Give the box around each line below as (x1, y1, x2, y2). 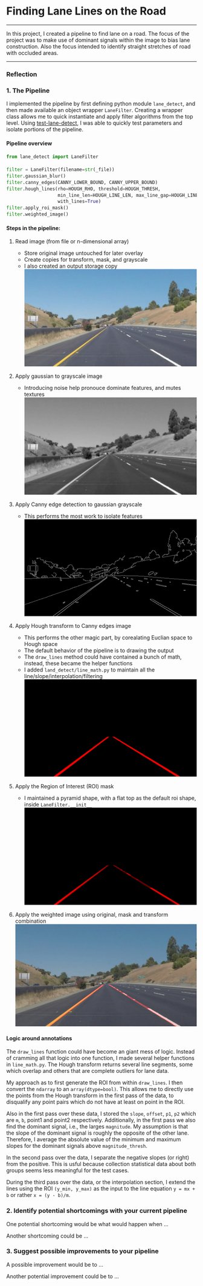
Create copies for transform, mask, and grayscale (24, 256, 148, 263)
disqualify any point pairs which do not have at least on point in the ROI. (6, 1098, 185, 1106)
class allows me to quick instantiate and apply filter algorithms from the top (6, 113, 193, 120)
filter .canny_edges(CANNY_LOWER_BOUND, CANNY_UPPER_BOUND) (6, 179, 158, 185)
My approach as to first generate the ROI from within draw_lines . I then (6, 1079, 183, 1086)
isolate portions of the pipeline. (6, 126, 83, 133)
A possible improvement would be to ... (6, 1261, 104, 1268)
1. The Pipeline (6, 86, 50, 94)
